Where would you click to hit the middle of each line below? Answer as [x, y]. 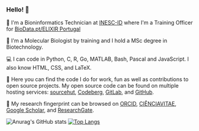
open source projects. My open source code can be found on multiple [92, 86]
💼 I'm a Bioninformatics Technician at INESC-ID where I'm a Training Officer [99, 23]
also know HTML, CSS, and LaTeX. [49, 68]
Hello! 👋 [18, 10]
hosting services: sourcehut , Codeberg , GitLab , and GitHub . [80, 92]
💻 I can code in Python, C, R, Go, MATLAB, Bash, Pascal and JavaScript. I [98, 59]
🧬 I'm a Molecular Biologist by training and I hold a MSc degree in [87, 41]
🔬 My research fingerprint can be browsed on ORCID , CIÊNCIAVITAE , [91, 104]
